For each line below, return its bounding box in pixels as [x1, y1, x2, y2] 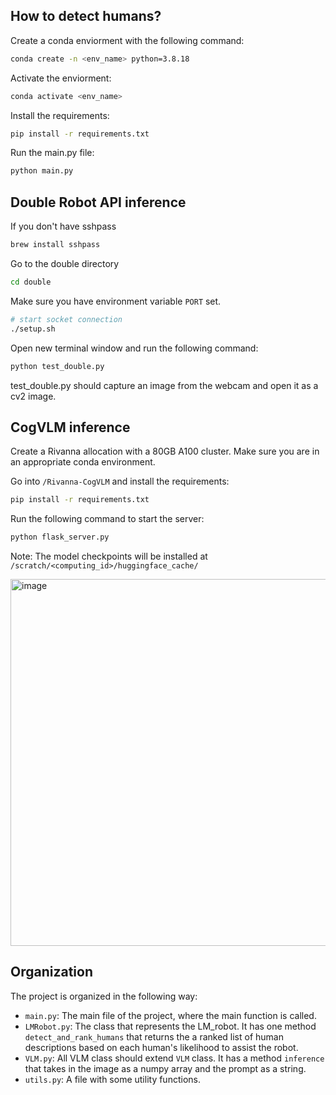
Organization [10, 964, 93, 981]
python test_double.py [10, 361, 105, 371]
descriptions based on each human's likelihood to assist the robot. [24, 1041, 299, 1053]
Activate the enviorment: [10, 72, 112, 84]
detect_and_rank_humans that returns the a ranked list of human [24, 1030, 284, 1043]
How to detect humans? [10, 8, 162, 25]
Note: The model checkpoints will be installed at [10, 550, 208, 563]
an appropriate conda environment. [10, 456, 156, 468]
